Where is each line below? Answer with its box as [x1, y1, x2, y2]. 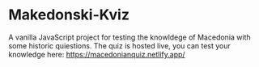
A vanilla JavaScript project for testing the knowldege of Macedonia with [8, 32, 251, 42]
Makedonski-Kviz [8, 6, 129, 24]
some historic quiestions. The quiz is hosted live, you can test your [8, 40, 231, 50]
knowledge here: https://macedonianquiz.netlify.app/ [8, 49, 185, 59]
